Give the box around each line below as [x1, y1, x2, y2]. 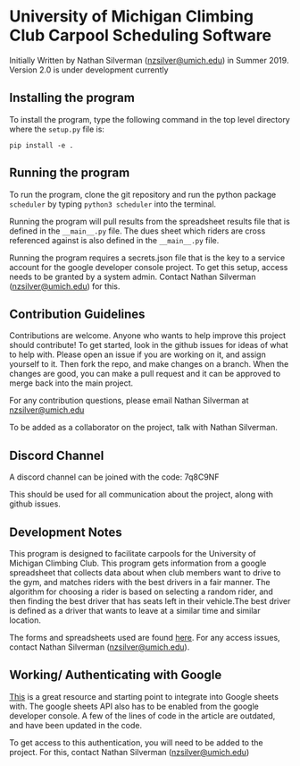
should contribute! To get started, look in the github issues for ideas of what [9, 340, 288, 351]
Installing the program [9, 90, 136, 106]
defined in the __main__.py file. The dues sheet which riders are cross [9, 226, 266, 236]
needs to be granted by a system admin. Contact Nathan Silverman [9, 271, 256, 282]
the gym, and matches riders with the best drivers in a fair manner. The [9, 577, 271, 587]
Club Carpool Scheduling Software [9, 25, 272, 46]
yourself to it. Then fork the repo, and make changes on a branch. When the [9, 359, 289, 370]
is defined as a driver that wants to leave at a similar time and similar [9, 606, 261, 616]
